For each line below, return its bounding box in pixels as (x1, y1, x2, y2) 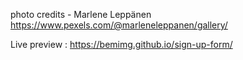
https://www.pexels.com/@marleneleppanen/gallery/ (10, 19, 228, 31)
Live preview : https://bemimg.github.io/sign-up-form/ (10, 39, 233, 50)
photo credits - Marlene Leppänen (10, 9, 152, 20)
